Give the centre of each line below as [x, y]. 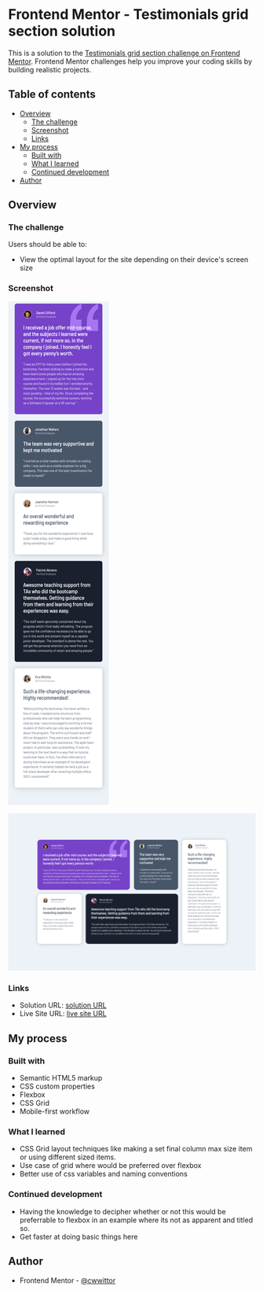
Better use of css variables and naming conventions [104, 1174]
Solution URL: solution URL [63, 1005]
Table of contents [52, 95]
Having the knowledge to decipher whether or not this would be [122, 1211]
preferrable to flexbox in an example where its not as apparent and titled [136, 1220]
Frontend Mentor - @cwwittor [68, 1280]
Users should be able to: [48, 245]
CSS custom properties [57, 1086]
